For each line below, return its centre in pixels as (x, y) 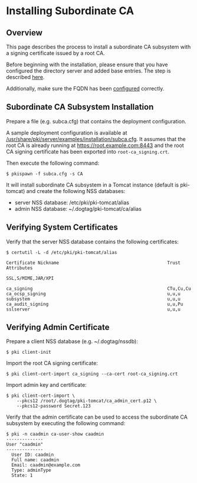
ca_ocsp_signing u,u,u (93, 293)
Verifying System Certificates (62, 228)
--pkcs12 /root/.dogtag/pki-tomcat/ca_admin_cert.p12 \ (87, 401)
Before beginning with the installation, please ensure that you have (87, 64)
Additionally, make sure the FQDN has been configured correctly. (85, 89)
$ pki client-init (29, 353)
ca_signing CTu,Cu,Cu (99, 288)
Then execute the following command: (53, 163)
